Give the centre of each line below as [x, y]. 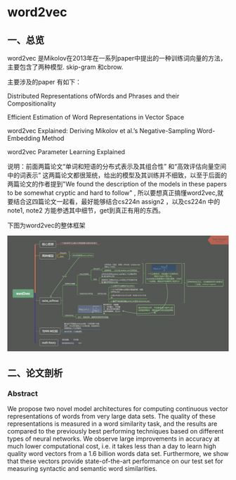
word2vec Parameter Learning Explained [66, 152]
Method [53, 138]
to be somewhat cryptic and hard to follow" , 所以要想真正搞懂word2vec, [112, 193]
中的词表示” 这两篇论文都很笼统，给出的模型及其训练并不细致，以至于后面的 [117, 175]
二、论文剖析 [35, 373]
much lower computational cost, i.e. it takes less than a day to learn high [112, 446]
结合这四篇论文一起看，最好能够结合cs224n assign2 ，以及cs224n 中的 [117, 202]
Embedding [24, 138]
